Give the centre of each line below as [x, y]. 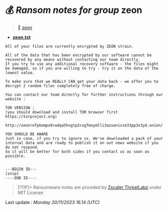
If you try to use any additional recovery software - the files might [82, 64]
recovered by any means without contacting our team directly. [73, 59]
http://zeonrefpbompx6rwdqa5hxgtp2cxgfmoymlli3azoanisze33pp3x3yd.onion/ [84, 125]
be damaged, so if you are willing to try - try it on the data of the [82, 68]
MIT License [30, 192]
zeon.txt [22, 37]
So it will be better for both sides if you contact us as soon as [77, 151]
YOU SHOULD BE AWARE [27, 134]
